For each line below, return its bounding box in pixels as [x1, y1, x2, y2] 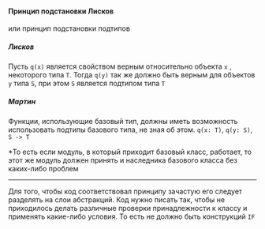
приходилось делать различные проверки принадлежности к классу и [8, 204, 248, 213]
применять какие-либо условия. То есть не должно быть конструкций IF [8, 212, 256, 221]
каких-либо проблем [8, 164, 79, 174]
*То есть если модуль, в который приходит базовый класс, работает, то [8, 147, 252, 157]
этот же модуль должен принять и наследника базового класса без [8, 156, 238, 165]
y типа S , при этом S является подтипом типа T [8, 79, 166, 88]
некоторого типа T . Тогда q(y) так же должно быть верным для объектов [8, 70, 256, 80]
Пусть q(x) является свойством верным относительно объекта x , [8, 62, 232, 71]
